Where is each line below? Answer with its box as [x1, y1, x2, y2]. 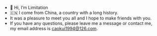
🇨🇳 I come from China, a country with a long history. [9, 10, 119, 16]
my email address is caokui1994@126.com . [9, 26, 98, 31]
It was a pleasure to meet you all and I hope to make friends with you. [9, 15, 152, 21]
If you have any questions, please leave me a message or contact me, [9, 20, 153, 26]
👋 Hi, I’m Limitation [9, 5, 49, 10]
